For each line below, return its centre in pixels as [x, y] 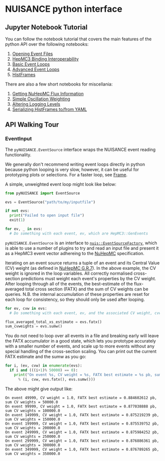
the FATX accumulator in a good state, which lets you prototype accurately [81, 341]
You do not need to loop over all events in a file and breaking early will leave [82, 336]
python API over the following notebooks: [47, 44]
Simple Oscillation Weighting [41, 99]
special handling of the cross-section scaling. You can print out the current [81, 351]
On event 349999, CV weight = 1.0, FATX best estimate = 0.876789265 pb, [82, 449]
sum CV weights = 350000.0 [33, 454]
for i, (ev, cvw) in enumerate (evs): [44, 366]
